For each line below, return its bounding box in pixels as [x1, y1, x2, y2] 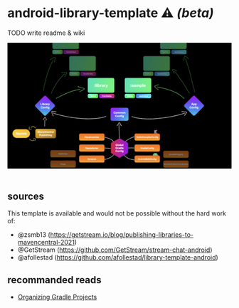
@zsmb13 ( [17, 230, 51, 239]
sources [7, 190, 45, 202]
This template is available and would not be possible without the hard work [7, 209, 226, 218]
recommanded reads [7, 274, 102, 286]
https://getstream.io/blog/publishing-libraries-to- [50, 230, 194, 239]
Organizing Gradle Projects [17, 293, 97, 302]
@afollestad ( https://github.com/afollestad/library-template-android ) [17, 253, 218, 262]
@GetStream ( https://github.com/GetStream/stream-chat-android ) [17, 245, 213, 254]
